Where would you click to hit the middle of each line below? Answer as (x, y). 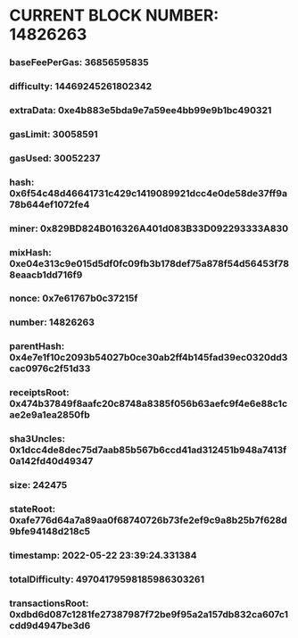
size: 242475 (38, 485)
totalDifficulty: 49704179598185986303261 (107, 579)
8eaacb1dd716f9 (46, 275)
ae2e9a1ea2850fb (50, 415)
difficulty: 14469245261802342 (81, 87)
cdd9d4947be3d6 (50, 626)
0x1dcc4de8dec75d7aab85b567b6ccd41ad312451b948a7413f (148, 450)
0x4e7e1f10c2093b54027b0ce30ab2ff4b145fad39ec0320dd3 (149, 358)
